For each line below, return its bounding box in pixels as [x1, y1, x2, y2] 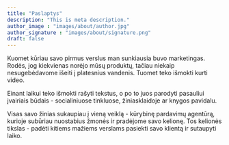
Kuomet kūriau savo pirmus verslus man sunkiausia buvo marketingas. [7, 54, 206, 62]
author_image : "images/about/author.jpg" [7, 23, 130, 29]
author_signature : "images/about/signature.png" [7, 29, 152, 36]
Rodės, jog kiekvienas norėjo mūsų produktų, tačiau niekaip [7, 62, 175, 70]
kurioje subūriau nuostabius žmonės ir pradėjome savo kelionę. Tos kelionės [7, 117, 222, 125]
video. [7, 76, 25, 84]
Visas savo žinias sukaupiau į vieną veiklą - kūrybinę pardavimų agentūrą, [7, 110, 215, 118]
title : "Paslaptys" [7, 10, 63, 17]
